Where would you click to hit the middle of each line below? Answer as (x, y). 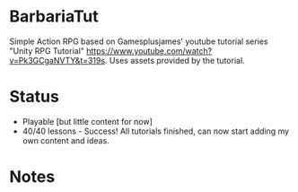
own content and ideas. (66, 140)
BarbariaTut (54, 17)
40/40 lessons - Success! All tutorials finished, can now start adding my (156, 131)
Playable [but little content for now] (87, 121)
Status (35, 97)
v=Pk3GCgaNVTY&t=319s (57, 60)
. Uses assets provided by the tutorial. (175, 60)
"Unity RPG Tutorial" (47, 50)
